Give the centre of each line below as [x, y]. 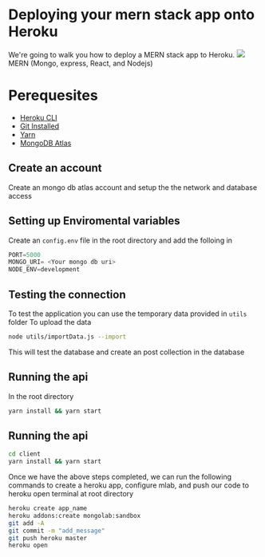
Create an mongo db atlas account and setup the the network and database [133, 187]
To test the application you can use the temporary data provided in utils [128, 314]
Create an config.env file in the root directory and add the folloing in [121, 240]
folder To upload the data [50, 322]
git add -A [26, 523]
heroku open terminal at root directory [71, 494]
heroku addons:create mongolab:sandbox [75, 516]
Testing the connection [67, 294]
